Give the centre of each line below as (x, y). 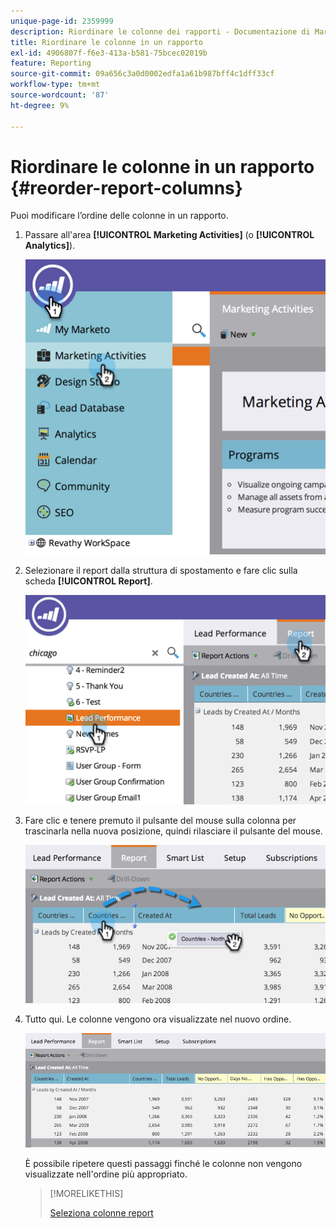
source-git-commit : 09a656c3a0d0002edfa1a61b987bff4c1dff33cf (142, 74)
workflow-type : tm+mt (55, 85)
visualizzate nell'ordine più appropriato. (106, 1174)
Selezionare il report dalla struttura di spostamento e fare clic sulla (161, 570)
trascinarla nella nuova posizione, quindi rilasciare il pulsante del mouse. (173, 831)
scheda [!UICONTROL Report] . (88, 581)
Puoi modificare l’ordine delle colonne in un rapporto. (119, 216)
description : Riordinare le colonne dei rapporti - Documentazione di (160, 31)
